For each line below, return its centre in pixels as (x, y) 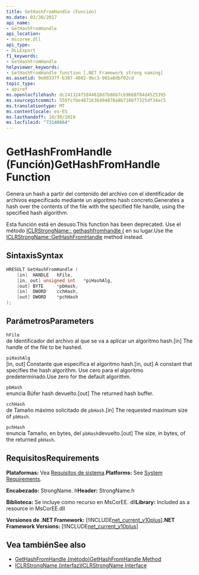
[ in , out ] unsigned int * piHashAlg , (65, 281)
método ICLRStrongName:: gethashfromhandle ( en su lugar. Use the (90, 231)
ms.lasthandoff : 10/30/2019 (41, 117)
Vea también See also (46, 545)
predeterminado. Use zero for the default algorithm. (69, 377)
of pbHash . (18, 416)
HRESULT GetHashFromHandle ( (42, 269)
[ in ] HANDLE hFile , (45, 275)
